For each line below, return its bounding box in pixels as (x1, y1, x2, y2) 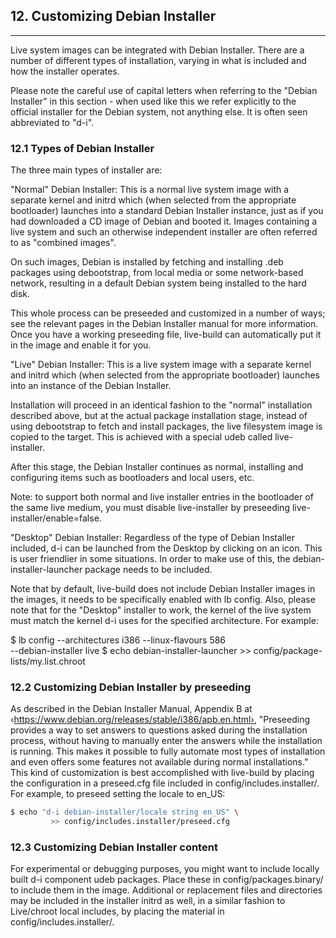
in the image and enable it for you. (10, 339, 152, 351)
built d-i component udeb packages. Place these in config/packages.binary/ (10, 874, 324, 886)
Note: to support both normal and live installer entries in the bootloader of (10, 491, 314, 503)
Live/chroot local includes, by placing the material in (10, 905, 225, 918)
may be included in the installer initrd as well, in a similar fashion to (10, 895, 286, 907)
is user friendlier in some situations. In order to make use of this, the (10, 553, 291, 565)
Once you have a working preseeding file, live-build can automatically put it (10, 329, 322, 341)
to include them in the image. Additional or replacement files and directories (10, 884, 323, 896)
